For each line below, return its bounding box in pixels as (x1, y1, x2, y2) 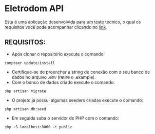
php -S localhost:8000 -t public (4, 124, 73, 129)
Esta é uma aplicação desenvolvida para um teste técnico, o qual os (4, 19, 141, 25)
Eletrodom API (4, 3, 64, 14)
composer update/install (4, 60, 55, 66)
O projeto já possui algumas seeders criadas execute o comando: (11, 97, 143, 103)
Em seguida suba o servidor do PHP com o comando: (11, 115, 119, 121)
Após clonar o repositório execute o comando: (11, 51, 105, 57)
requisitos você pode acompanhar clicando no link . (4, 24, 108, 30)
